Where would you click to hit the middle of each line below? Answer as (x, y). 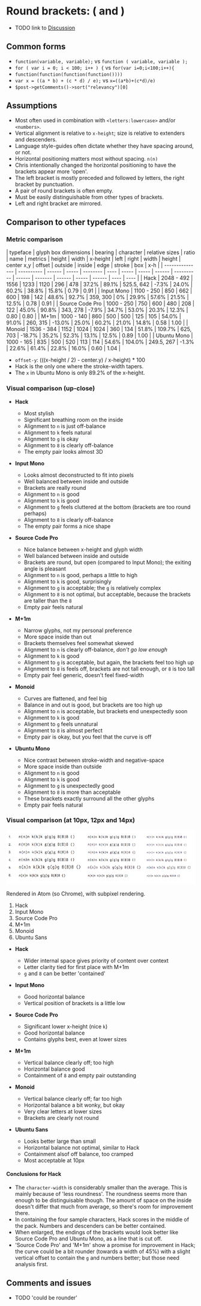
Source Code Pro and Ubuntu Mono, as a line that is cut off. (88, 1239)
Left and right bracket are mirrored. (58, 203)
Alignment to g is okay (51, 439)
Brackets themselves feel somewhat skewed (79, 643)
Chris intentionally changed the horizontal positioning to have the (95, 165)
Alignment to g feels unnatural (61, 724)
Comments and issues (49, 1283)
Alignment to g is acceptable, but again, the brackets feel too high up (109, 662)
